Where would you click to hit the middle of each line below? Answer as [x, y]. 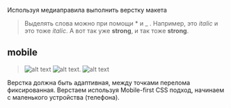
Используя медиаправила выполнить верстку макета [87, 10]
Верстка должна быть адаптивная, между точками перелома [99, 82]
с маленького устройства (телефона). [63, 97]
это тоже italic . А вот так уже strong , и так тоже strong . [106, 31]
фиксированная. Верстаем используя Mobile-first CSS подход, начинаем [116, 90]
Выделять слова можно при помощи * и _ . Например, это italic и [121, 23]
